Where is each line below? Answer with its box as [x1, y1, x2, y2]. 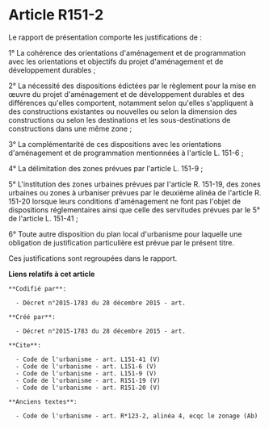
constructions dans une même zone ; [8, 124, 132, 133]
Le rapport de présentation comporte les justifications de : [8, 32, 202, 42]
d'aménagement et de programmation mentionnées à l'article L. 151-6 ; [8, 148, 244, 157]
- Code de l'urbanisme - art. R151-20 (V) [15, 384, 161, 392]
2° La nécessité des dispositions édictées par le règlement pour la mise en [8, 81, 257, 90]
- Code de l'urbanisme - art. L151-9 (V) [15, 369, 158, 377]
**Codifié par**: [8, 284, 67, 292]
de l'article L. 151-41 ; [8, 213, 78, 223]
